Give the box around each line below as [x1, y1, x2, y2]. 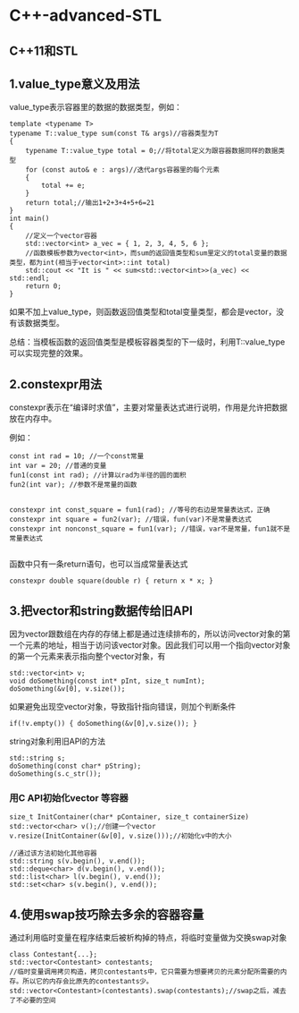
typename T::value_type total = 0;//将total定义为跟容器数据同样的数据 [25, 147, 278, 156]
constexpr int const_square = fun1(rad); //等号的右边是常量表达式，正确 [9, 506, 270, 515]
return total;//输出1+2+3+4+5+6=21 [25, 199, 155, 208]
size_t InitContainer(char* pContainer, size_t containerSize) [9, 813, 250, 821]
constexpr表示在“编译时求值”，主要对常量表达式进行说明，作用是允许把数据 [9, 402, 288, 413]
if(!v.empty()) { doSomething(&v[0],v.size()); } [9, 719, 198, 728]
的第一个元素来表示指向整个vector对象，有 [9, 651, 166, 662]
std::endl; [9, 274, 50, 283]
